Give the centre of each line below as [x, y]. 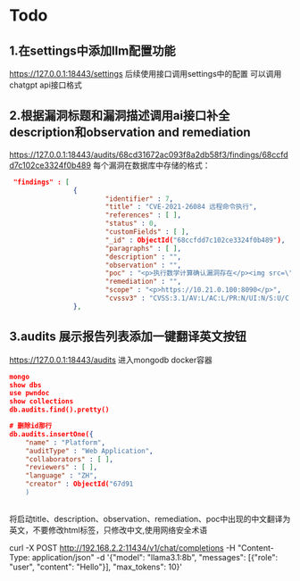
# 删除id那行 [31, 426]
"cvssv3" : [125, 299]
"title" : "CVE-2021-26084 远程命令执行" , [181, 207]
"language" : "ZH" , [62, 476]
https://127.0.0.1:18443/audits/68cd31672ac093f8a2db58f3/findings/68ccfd [149, 154]
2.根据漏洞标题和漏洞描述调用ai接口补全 [120, 116]
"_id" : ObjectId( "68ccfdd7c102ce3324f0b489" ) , [195, 240]
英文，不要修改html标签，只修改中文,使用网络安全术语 [108, 530]
